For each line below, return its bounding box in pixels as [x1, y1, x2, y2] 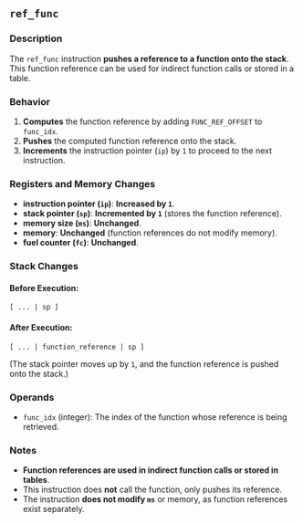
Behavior [9, 95, 50, 108]
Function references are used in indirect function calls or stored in [22, 465, 279, 476]
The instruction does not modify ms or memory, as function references [22, 494, 288, 505]
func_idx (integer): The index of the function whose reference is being [22, 411, 287, 423]
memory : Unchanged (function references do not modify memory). [22, 227, 278, 238]
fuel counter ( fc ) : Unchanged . [22, 237, 139, 248]
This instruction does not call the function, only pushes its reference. [22, 484, 283, 496]
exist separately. [22, 504, 85, 515]
